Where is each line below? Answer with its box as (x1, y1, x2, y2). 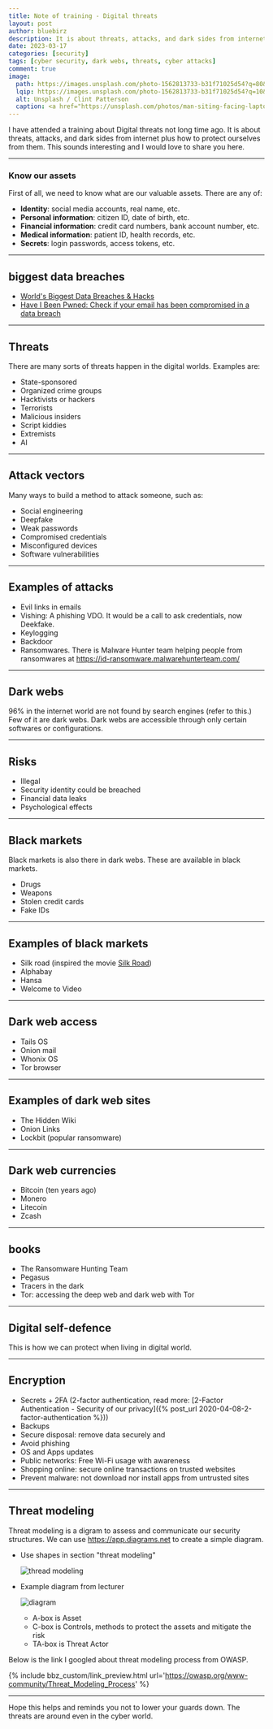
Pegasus (19, 1272, 50, 1282)
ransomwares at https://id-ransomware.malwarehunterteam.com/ (19, 653, 240, 663)
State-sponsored (19, 377, 77, 387)
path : (15, 80, 35, 88)
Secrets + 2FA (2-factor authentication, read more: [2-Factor (19, 1395, 223, 1405)
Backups (19, 1421, 50, 1431)
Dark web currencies (8, 1163, 116, 1177)
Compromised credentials (19, 531, 107, 541)
